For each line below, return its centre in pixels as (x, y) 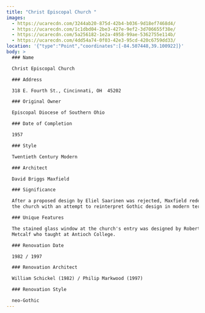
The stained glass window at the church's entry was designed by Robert (106, 229)
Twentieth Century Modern (45, 156)
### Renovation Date (38, 245)
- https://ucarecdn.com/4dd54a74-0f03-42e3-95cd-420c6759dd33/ (94, 40)
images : (16, 18)
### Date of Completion (42, 124)
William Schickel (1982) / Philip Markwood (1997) (77, 279)
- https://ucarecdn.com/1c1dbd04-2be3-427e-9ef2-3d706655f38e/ (94, 29)
